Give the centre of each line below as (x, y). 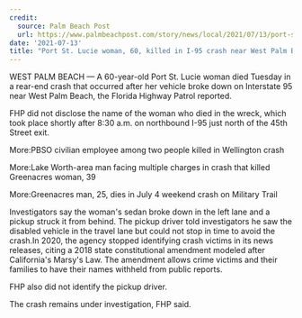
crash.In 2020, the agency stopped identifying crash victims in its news (142, 241)
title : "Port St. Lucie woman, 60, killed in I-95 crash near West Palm (148, 51)
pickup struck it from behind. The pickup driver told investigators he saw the (151, 222)
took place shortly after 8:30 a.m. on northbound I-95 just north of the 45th (148, 123)
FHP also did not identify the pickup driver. (89, 287)
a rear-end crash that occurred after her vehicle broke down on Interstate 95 (151, 86)
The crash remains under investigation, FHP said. (100, 304)
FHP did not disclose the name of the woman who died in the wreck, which (148, 114)
